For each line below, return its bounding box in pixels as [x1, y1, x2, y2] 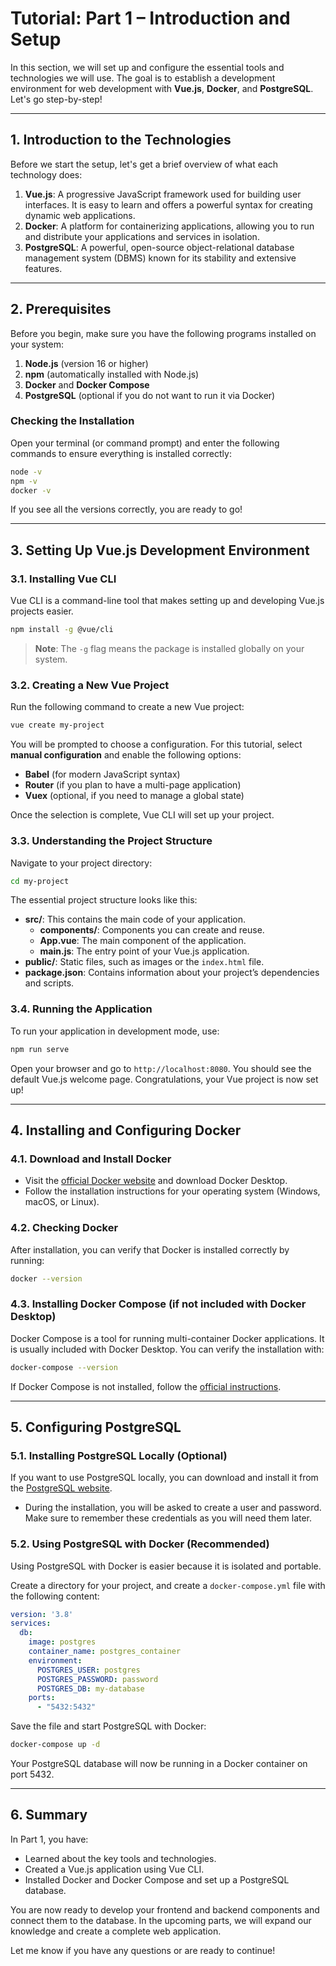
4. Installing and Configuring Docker [10, 1122, 242, 1139]
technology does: [10, 168, 83, 181]
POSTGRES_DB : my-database [36, 1683, 145, 1694]
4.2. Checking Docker [10, 1221, 119, 1235]
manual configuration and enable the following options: [10, 749, 242, 761]
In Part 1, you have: [10, 1833, 89, 1845]
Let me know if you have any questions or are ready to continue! [10, 1944, 276, 1956]
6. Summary [10, 1807, 88, 1824]
